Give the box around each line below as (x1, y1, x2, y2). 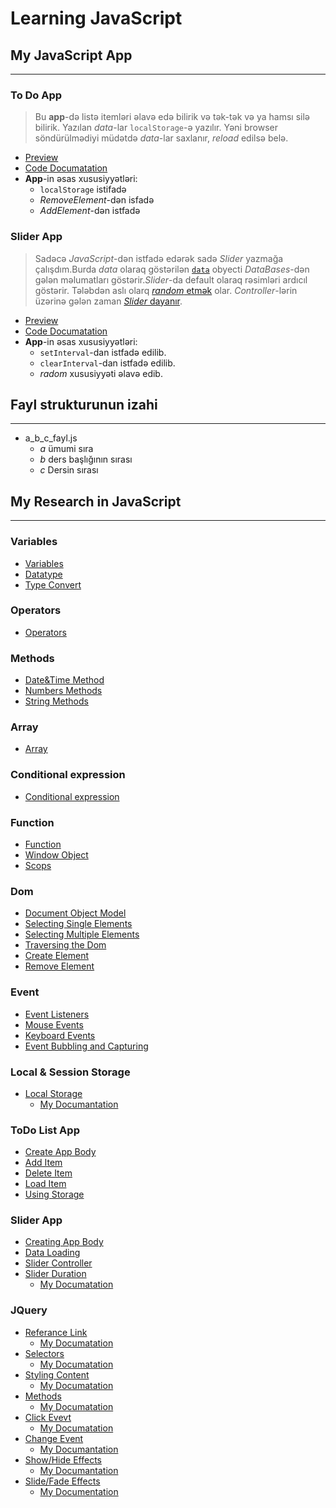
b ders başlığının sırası (39, 453, 133, 466)
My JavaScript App (10, 47, 133, 64)
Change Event (24, 1432, 84, 1444)
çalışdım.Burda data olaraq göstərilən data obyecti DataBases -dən (34, 263, 310, 275)
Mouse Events (24, 1018, 84, 1031)
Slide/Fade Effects (24, 1475, 101, 1487)
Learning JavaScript (10, 7, 183, 30)
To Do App (10, 88, 63, 102)
